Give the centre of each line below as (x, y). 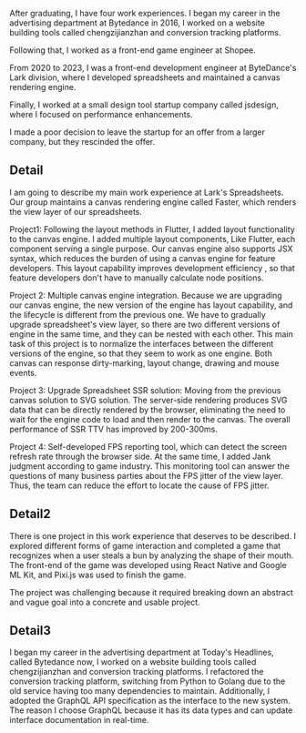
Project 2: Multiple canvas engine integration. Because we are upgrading (146, 295)
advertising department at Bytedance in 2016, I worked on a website (138, 23)
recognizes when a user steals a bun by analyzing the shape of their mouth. (152, 555)
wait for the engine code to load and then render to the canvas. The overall (150, 419)
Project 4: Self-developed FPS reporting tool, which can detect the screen (148, 446)
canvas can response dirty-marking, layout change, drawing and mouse (144, 362)
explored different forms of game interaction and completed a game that (145, 545)
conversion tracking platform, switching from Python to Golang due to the (148, 681)
